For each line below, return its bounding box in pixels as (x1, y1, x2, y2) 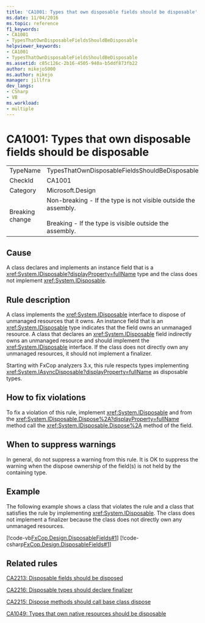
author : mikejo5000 (6, 65, 56, 72)
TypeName (9, 166, 41, 175)
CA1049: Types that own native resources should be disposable (6, 610, 167, 617)
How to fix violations (6, 392, 86, 403)
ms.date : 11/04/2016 (6, 15, 59, 21)
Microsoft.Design (46, 186, 96, 195)
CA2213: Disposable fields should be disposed (6, 575, 123, 582)
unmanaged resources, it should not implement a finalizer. (6, 350, 153, 357)
